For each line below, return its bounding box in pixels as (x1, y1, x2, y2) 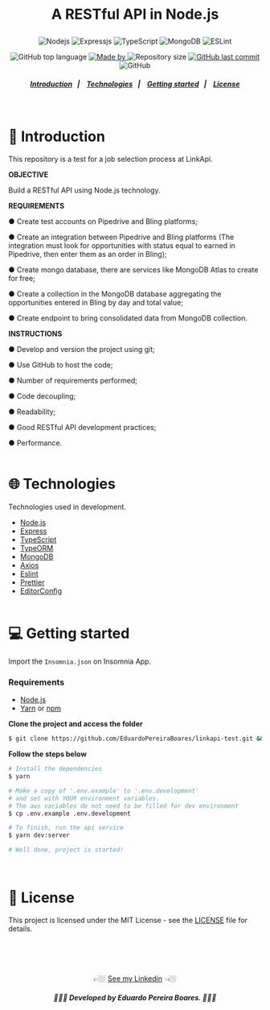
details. (8, 924, 33, 933)
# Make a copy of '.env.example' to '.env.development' (8, 787, 199, 795)
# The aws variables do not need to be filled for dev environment (8, 801, 239, 810)
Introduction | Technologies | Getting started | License (30, 79, 240, 89)
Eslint (19, 569, 39, 579)
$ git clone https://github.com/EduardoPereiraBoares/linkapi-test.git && (8, 735, 264, 743)
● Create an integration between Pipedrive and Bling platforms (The (8, 232, 235, 242)
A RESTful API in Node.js (51, 6, 219, 23)
